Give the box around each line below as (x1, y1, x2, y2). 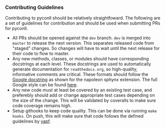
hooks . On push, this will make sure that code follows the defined (12, 113, 144, 119)
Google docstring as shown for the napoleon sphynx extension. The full (12, 77, 158, 82)
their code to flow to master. (12, 51, 70, 56)
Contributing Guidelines (5, 4, 64, 11)
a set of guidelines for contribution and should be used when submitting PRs (5, 20, 161, 26)
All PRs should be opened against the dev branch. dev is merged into (12, 35, 151, 41)
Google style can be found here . (12, 82, 78, 88)
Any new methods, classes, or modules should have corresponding (12, 56, 149, 62)
